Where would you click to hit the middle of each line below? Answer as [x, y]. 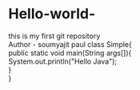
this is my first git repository [54, 36]
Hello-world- [52, 14]
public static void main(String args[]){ [70, 53]
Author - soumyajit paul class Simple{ [70, 44]
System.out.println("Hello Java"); [63, 61]
